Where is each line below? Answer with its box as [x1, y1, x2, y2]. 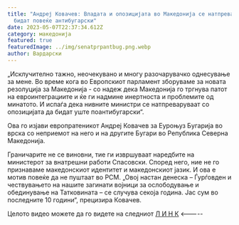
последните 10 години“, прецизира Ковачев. [7, 195, 142, 204]
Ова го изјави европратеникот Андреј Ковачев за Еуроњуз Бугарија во [7, 121, 223, 130]
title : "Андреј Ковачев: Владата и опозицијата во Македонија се [7, 10, 205, 18]
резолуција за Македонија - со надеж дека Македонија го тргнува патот [7, 85, 228, 93]
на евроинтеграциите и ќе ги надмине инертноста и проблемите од [7, 92, 214, 100]
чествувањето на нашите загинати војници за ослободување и [7, 180, 199, 189]
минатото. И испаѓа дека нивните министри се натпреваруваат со [7, 100, 210, 108]
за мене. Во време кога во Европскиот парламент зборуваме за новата [7, 77, 226, 85]
